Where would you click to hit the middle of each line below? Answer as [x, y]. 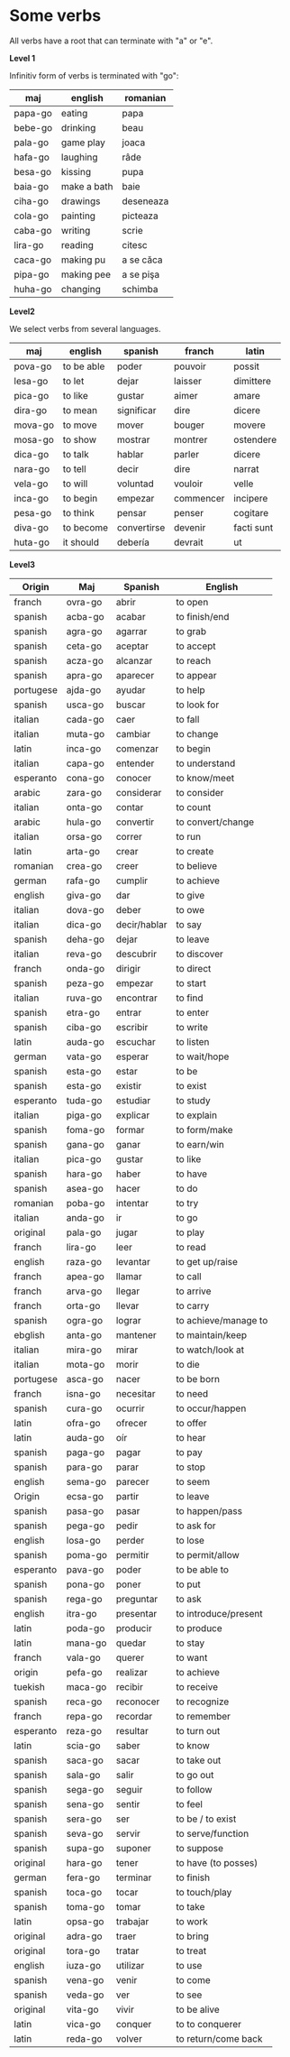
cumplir [132, 881]
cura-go [84, 1408]
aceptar [132, 646]
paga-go [86, 1452]
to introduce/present [219, 1613]
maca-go [86, 1686]
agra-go [84, 631]
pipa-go [32, 274]
